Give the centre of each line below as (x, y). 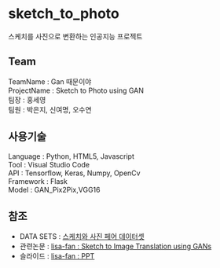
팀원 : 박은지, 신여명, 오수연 (50, 109)
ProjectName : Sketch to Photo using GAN (76, 90)
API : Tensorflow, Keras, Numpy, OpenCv (74, 173)
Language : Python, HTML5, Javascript (71, 156)
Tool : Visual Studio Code (49, 164)
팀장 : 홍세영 (27, 100)
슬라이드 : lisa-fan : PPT (57, 256)
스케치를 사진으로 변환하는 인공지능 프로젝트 (75, 36)
